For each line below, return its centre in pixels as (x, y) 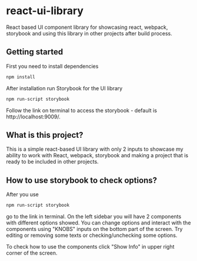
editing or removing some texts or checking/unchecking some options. (92, 235)
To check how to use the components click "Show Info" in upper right (90, 247)
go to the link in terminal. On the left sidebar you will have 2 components (94, 217)
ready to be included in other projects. (52, 162)
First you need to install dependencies (52, 66)
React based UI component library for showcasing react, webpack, (87, 27)
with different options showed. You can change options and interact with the (98, 223)
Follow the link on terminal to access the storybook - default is (82, 110)
